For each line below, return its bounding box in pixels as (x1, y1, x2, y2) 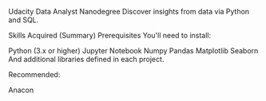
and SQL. (8, 15, 39, 25)
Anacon (8, 85, 34, 95)
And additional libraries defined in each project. (8, 55, 165, 64)
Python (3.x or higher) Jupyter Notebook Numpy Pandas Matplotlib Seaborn (8, 46, 259, 55)
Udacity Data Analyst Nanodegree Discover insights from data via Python (8, 7, 250, 16)
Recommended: (8, 70, 61, 79)
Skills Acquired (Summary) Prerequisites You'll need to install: (8, 31, 212, 40)
